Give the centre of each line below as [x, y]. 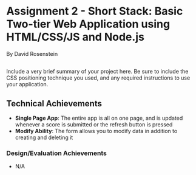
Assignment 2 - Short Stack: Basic [95, 11]
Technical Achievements [54, 104]
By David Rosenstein [32, 53]
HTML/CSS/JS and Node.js [75, 37]
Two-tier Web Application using [88, 24]
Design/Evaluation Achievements [57, 153]
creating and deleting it [44, 137]
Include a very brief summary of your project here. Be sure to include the [97, 72]
